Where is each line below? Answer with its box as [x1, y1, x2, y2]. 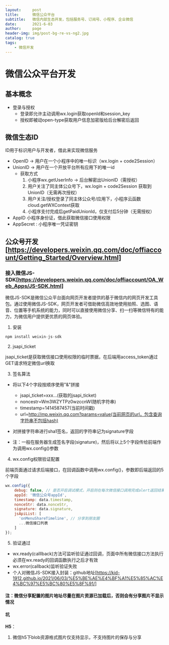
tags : [5, 40, 17, 45]
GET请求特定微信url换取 [5, 360, 55, 366]
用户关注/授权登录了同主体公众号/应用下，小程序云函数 [27, 196, 141, 202]
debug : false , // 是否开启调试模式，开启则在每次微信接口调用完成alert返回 [14, 488, 157, 493]
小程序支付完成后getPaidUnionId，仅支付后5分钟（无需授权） [27, 208, 155, 214]
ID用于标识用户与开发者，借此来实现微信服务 [5, 147, 98, 153]
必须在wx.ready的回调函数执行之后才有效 [12, 557, 98, 563]
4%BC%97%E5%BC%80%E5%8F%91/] [12, 580, 97, 586]
